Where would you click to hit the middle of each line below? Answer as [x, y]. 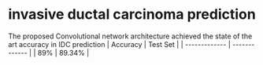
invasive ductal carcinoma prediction [132, 14]
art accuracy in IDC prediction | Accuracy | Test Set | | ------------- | [119, 44]
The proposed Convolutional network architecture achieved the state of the [130, 36]
